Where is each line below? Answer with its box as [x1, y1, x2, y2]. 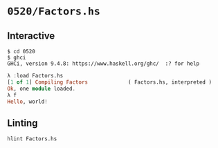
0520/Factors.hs [7, 5, 100, 18]
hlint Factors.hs [7, 136, 57, 142]
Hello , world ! [7, 98, 48, 105]
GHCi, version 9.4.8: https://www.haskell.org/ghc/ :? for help [7, 60, 199, 67]
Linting [7, 117, 38, 129]
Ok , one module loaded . [7, 85, 76, 92]
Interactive [7, 30, 55, 41]
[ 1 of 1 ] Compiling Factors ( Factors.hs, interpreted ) [7, 78, 212, 86]
